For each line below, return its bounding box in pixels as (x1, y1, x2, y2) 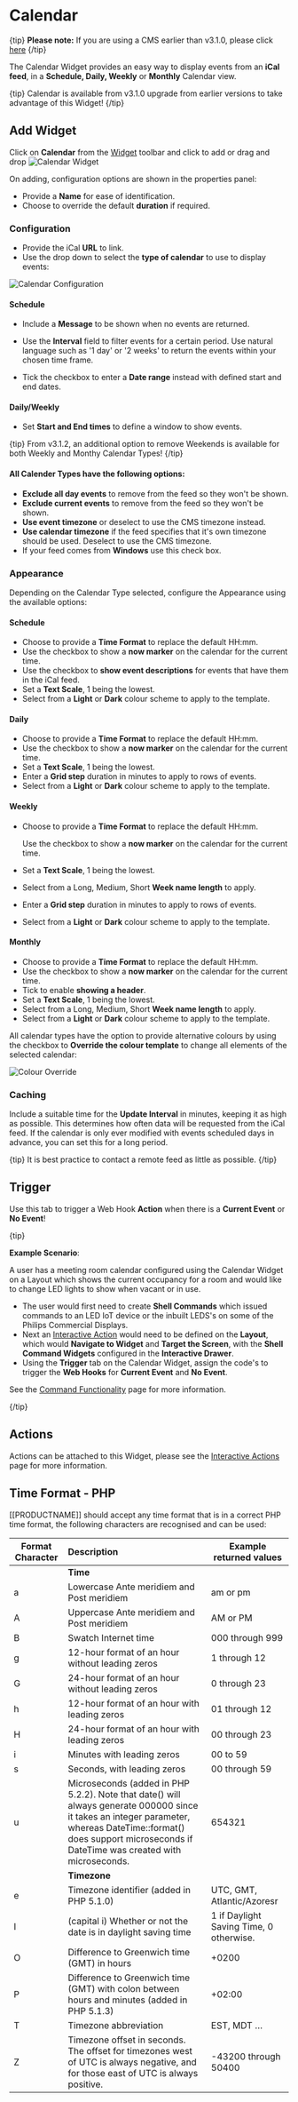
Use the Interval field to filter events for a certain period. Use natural (21, 336, 273, 346)
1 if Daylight (211, 1909, 262, 1922)
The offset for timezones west (67, 2044, 193, 2057)
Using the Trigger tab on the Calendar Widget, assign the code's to (21, 1357, 269, 1368)
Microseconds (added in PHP (67, 1777, 191, 1789)
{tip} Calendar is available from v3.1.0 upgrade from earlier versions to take (9, 88, 284, 99)
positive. (67, 2078, 104, 2090)
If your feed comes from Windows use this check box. (21, 545, 222, 555)
